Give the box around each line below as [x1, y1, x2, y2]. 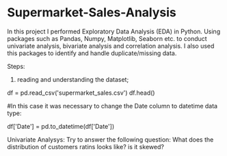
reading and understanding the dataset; [16, 75, 129, 83]
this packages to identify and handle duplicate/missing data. [7, 49, 177, 57]
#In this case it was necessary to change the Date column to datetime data [7, 102, 217, 110]
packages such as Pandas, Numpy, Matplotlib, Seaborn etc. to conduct [7, 34, 207, 42]
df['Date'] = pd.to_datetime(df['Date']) [7, 122, 115, 130]
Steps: [7, 62, 25, 70]
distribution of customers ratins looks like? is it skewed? [7, 142, 164, 151]
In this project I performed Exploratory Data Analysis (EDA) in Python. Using [7, 27, 221, 35]
